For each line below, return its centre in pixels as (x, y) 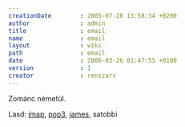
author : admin (57, 23)
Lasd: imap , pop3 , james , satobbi (63, 114)
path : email (57, 53)
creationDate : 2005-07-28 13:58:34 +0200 (93, 16)
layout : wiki (55, 46)
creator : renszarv (62, 76)
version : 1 (50, 68)
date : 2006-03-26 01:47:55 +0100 (93, 61)
